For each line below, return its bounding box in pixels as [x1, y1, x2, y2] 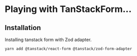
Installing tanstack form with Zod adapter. [5, 36, 92, 42]
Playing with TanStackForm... [5, 3, 132, 15]
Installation [5, 23, 41, 32]
